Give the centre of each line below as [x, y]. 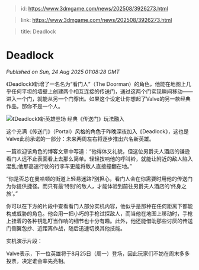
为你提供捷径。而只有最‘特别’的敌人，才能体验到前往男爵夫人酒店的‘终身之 [96, 186]
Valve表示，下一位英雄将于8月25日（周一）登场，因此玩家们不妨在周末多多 [98, 253]
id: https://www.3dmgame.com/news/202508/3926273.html [94, 9]
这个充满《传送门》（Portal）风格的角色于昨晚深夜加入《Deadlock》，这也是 [97, 131]
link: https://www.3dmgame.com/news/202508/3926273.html [96, 20]
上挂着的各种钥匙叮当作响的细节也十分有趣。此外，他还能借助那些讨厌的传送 [99, 221]
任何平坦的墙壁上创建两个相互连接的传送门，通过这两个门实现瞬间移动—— [102, 91]
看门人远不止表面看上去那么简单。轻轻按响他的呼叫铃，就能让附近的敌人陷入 [99, 159]
